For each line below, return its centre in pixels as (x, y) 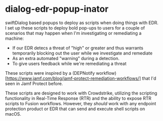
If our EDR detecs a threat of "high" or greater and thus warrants (78, 48)
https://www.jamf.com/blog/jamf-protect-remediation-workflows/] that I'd (81, 78)
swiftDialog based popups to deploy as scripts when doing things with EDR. (82, 23)
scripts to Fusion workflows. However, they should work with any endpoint (81, 103)
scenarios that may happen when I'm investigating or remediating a (73, 33)
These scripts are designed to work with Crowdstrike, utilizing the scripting (81, 93)
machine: (15, 38)
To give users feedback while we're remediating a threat (69, 63)
